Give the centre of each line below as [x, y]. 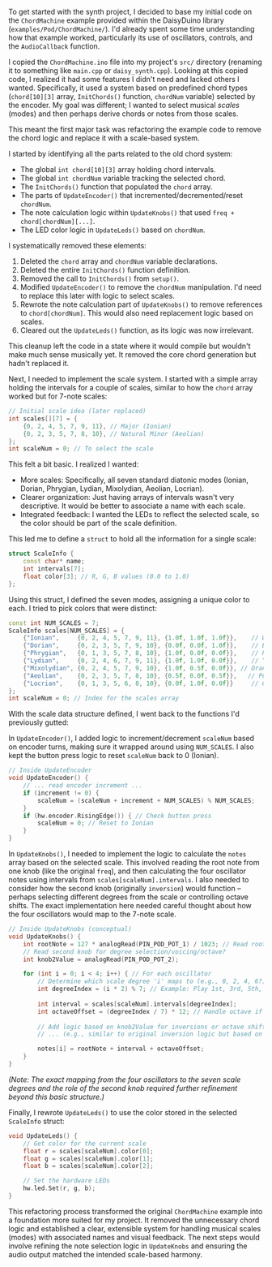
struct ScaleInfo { [41, 554]
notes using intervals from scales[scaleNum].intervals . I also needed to [129, 879]
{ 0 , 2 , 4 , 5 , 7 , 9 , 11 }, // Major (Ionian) [98, 426]
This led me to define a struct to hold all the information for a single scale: [132, 539]
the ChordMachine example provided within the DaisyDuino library [116, 20]
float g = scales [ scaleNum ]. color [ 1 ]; [88, 1159]
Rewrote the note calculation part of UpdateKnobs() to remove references [141, 304]
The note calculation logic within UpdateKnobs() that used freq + [127, 213]
